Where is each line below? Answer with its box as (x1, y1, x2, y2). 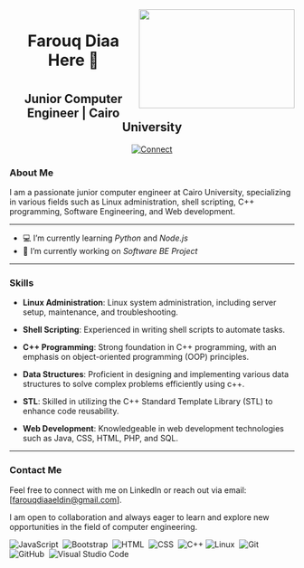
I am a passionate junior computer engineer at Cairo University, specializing (9, 187, 291, 198)
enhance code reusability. (22, 406, 119, 417)
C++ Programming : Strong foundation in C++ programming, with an (22, 342, 277, 353)
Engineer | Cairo (26, 106, 120, 121)
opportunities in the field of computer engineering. (9, 521, 198, 532)
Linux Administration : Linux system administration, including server (22, 298, 277, 308)
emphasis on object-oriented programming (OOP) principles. (22, 352, 250, 363)
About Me (9, 166, 54, 179)
